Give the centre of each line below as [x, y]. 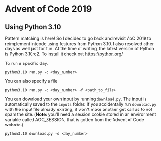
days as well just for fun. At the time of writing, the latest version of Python [80, 49]
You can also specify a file [31, 81]
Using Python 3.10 [33, 27]
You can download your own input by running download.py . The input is [76, 99]
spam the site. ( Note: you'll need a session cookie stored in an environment [80, 114]
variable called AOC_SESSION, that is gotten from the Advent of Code [74, 119]
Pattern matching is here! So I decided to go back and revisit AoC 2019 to [78, 38]
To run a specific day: [27, 63]
